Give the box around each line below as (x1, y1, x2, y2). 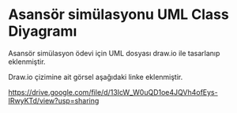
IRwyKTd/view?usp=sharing (8, 96, 100, 105)
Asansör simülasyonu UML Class (8, 6, 229, 24)
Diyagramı (8, 22, 77, 40)
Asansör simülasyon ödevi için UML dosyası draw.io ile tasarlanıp (8, 48, 220, 58)
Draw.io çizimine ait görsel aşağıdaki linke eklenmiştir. (8, 72, 183, 81)
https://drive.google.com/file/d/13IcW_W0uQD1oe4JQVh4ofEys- (8, 87, 219, 96)
